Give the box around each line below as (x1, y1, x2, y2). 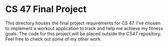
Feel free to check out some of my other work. (5, 36, 102, 42)
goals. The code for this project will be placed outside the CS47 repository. (5, 30, 162, 36)
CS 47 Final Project (5, 3, 87, 15)
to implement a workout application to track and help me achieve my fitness (5, 25, 163, 31)
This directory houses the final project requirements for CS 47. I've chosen (5, 20, 161, 26)
